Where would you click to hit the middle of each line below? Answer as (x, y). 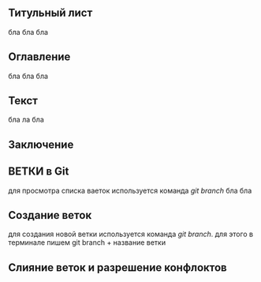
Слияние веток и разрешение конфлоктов (117, 267)
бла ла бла (26, 120)
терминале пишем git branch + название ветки (87, 243)
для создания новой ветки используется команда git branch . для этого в (131, 234)
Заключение (41, 144)
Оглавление (39, 57)
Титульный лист (50, 13)
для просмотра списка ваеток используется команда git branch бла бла (130, 190)
